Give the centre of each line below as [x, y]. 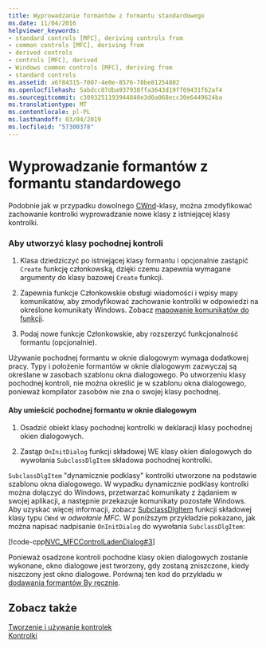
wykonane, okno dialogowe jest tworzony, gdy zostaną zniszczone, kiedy [129, 566]
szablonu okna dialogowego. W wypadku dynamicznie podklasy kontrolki [129, 484]
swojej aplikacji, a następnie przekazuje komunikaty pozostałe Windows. [127, 501]
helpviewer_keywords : [44, 30]
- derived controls [41, 53]
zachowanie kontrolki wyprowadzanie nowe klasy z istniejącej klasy [119, 214]
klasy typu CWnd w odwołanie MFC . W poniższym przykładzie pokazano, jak [132, 518]
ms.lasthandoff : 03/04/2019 [55, 120]
